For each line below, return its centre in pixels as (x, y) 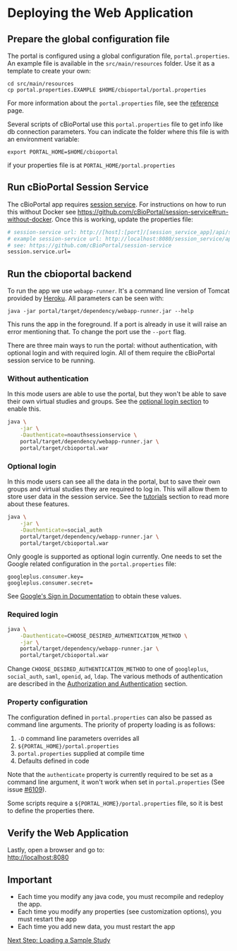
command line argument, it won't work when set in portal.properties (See (116, 782)
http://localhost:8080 (38, 857)
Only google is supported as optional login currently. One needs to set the (115, 557)
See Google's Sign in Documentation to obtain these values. (95, 596)
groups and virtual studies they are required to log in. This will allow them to (117, 489)
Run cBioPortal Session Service (78, 187)
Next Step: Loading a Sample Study (59, 940)
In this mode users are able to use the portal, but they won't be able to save (117, 394)
